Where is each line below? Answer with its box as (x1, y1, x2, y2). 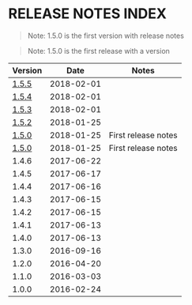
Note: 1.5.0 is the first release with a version (27, 46, 170, 55)
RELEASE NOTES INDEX (8, 5, 168, 23)
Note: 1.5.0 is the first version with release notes (27, 31, 184, 40)
